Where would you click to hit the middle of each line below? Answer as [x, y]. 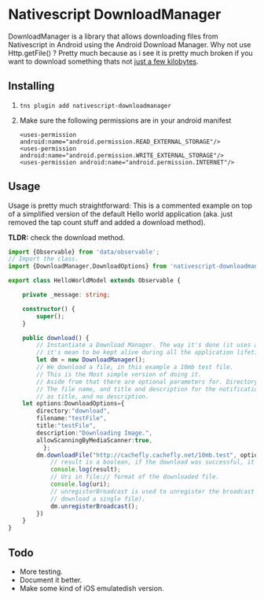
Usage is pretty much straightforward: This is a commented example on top [130, 205]
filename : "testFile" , [72, 419]
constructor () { [49, 309]
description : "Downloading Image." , [95, 433]
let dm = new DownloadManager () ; [91, 360]
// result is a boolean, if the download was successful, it [152, 462]
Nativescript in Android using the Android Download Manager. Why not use [130, 44]
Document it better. [51, 580]
